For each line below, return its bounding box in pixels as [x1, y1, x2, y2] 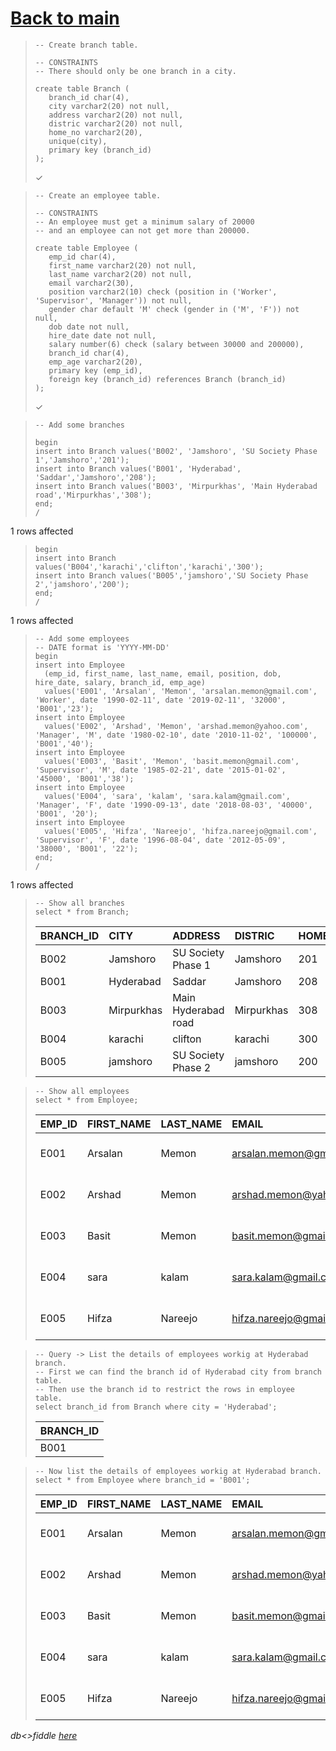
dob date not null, [48, 322, 130, 332]
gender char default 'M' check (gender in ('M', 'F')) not [48, 304, 300, 314]
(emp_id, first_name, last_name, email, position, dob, [44, 668, 282, 679]
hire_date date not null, [48, 330, 157, 341]
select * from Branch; [34, 907, 130, 917]
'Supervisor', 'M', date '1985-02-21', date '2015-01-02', [34, 765, 287, 775]
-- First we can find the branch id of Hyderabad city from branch [34, 1367, 322, 1377]
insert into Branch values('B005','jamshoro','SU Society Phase [34, 570, 309, 581]
